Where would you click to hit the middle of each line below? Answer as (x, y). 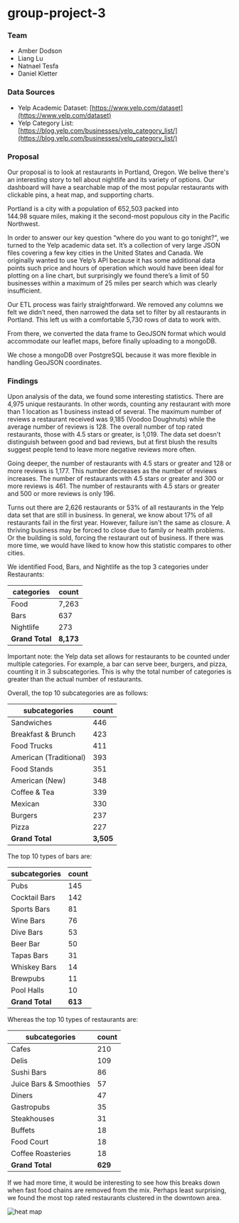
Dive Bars (27, 933)
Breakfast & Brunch (43, 734)
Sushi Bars (29, 1072)
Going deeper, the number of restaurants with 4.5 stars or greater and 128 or (119, 463)
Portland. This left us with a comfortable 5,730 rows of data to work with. (114, 320)
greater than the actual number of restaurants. (75, 679)
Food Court (30, 1142)
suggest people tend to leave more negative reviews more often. (102, 450)
